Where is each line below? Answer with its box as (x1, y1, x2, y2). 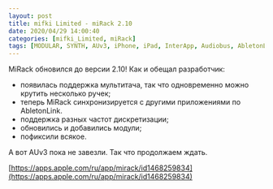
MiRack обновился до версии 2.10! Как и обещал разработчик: (8, 64, 226, 74)
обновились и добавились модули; (19, 123, 142, 133)
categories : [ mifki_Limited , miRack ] (8, 34, 136, 43)
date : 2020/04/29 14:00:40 (8, 27, 100, 35)
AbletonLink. (19, 106, 63, 116)
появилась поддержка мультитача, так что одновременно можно (19, 80, 249, 90)
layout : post (8, 11, 53, 20)
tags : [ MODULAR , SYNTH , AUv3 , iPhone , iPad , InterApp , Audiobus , (8, 42, 235, 50)
